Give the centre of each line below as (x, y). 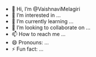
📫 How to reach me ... (38, 34)
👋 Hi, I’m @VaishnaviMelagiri (46, 9)
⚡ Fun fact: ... (27, 49)
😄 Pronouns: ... (30, 42)
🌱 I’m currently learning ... (42, 21)
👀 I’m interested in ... (36, 15)
